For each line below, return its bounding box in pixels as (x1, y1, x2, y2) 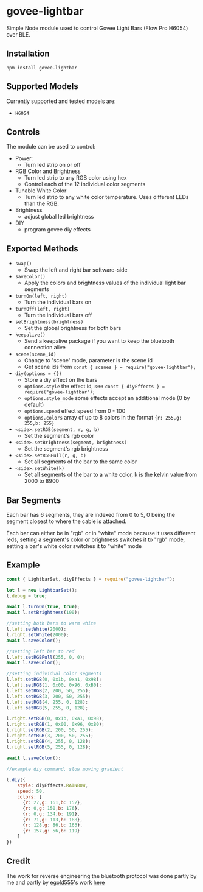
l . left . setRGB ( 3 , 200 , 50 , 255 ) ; (6, 693, 91, 700)
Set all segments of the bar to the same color (24, 458, 137, 465)
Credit (6, 856, 30, 866)
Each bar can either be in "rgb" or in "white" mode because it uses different (6, 530, 196, 536)
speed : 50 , (17, 788, 45, 795)
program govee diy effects (24, 226, 91, 233)
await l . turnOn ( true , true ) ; (6, 604, 80, 610)
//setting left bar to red (6, 648, 75, 655)
